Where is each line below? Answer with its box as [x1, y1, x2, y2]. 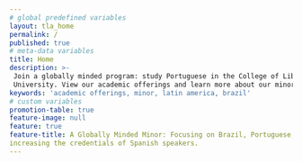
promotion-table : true [9, 105, 94, 114]
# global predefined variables [9, 13, 127, 22]
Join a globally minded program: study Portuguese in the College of [13, 72, 280, 81]
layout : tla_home [9, 22, 75, 31]
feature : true [9, 122, 63, 131]
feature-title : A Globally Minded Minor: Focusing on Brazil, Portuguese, [9, 130, 296, 139]
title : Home [9, 55, 54, 64]
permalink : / [9, 30, 58, 39]
